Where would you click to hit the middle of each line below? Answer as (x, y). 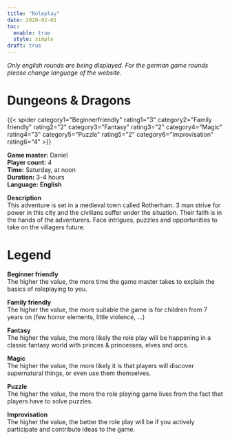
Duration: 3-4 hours (36, 177)
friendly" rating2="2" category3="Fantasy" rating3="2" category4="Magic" (115, 127)
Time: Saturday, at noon (41, 169)
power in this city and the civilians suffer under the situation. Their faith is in (115, 212)
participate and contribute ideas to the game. (71, 429)
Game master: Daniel (38, 155)
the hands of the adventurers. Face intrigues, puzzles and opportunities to (113, 220)
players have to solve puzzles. (50, 401)
